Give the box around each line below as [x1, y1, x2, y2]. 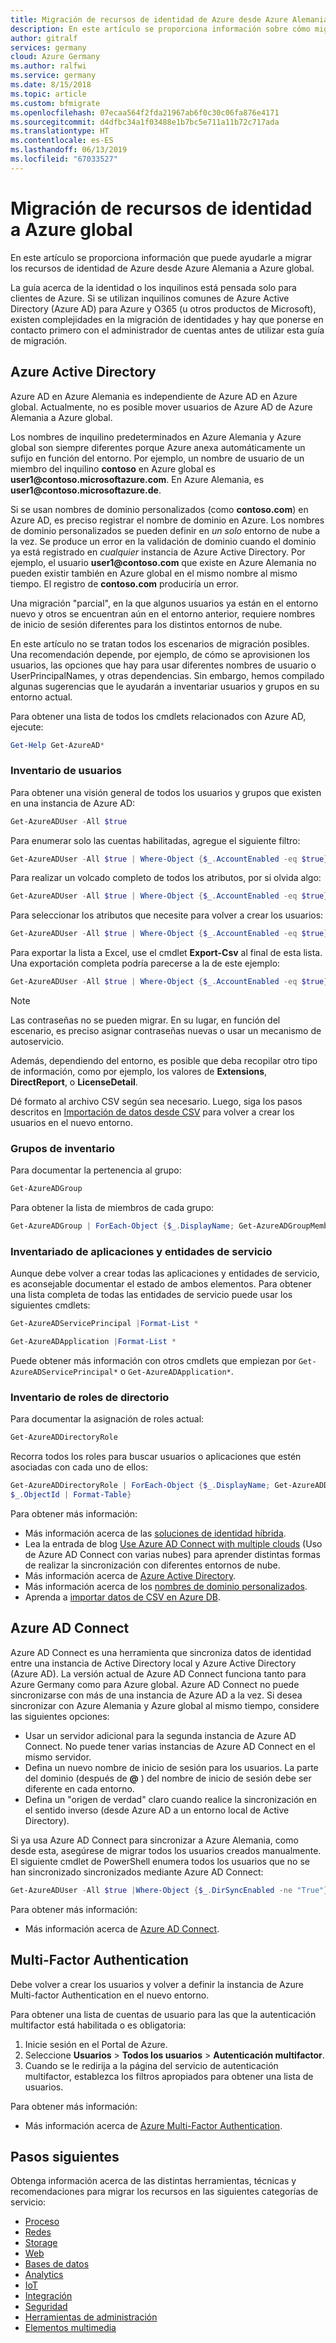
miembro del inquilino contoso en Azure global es [10, 462, 216, 475]
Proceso [24, 2216, 60, 2228]
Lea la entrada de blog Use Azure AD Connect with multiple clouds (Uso [24, 1538, 323, 1550]
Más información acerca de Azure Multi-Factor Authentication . [24, 2119, 283, 2131]
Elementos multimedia [24, 2322, 117, 2334]
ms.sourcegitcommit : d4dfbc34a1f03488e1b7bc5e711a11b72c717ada [10, 117, 280, 127]
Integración [24, 2290, 73, 2302]
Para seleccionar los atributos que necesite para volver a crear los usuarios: [10, 909, 324, 921]
